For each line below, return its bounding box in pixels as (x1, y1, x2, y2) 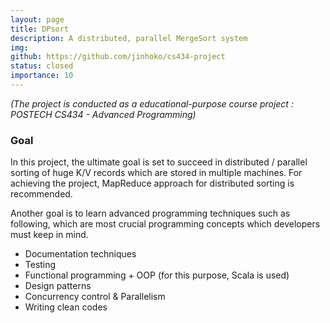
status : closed (10, 61, 74, 71)
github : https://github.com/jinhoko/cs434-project (10, 52, 226, 62)
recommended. (10, 188, 73, 200)
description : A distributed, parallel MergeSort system (10, 33, 248, 43)
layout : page (10, 14, 65, 25)
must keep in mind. (10, 229, 89, 241)
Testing (24, 259, 57, 271)
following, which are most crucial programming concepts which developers (10, 218, 321, 230)
